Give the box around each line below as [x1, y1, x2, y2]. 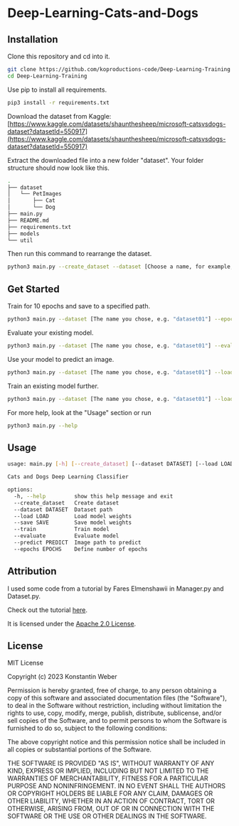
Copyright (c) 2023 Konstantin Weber [7, 672, 117, 681]
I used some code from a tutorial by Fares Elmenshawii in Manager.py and [7, 584, 224, 593]
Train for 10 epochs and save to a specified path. [7, 302, 151, 311]
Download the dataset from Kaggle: [7, 112, 112, 120]
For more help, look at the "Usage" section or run [7, 408, 152, 417]
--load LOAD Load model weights [14, 513, 132, 520]
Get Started [7, 283, 60, 295]
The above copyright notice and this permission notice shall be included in [7, 738, 225, 746]
